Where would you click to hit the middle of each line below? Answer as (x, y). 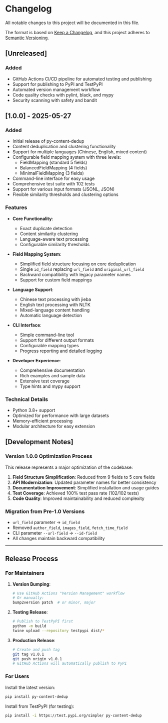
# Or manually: (28, 598)
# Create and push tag (36, 649)
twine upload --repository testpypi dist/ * (58, 631)
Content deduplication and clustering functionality (64, 147)
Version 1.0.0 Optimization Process (49, 456)
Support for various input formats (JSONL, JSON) (63, 189)
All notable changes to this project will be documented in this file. (72, 23)
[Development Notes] (39, 442)
